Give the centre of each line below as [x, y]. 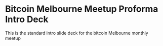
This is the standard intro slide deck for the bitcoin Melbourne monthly [77, 33]
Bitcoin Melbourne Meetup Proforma [81, 9]
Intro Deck [27, 19]
